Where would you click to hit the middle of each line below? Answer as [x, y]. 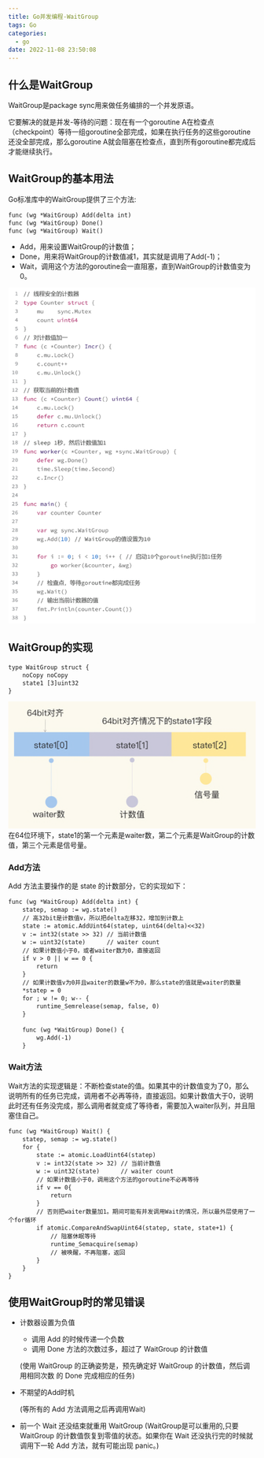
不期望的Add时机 [47, 1393]
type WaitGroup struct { [49, 667]
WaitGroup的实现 [51, 647]
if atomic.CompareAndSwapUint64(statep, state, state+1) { [135, 1228]
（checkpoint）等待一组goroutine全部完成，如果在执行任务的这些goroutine [130, 132]
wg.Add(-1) [54, 1038]
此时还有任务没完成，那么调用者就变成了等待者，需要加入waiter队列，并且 [128, 1105]
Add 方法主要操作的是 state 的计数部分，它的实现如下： [98, 886]
